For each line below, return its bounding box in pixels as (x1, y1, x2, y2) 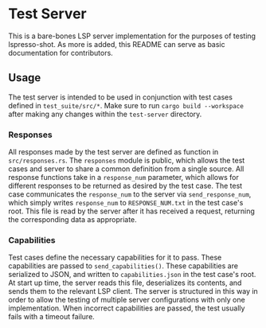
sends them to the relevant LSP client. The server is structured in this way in (8, 287, 259, 296)
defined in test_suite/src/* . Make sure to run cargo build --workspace (8, 100, 244, 110)
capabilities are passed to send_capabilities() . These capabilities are (8, 261, 239, 271)
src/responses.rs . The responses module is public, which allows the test (8, 156, 245, 166)
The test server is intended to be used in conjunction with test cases (8, 92, 233, 102)
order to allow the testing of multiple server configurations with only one (8, 295, 245, 305)
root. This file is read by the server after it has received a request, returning (8, 206, 255, 216)
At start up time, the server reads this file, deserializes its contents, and (8, 278, 242, 287)
